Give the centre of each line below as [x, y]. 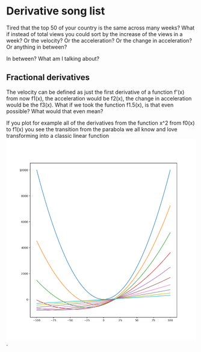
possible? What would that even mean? [55, 111]
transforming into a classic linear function [58, 135]
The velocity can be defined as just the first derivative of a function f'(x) [95, 92]
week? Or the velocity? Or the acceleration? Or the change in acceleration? [99, 40]
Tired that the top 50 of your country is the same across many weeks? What [100, 28]
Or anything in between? [37, 47]
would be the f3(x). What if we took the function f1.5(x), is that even [90, 105]
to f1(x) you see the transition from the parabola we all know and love [92, 129]
